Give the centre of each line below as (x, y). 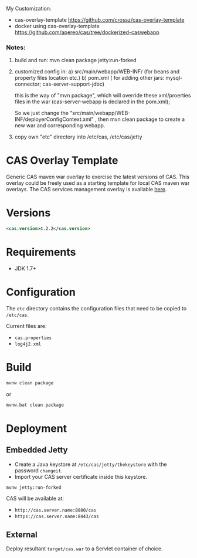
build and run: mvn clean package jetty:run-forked (75, 60)
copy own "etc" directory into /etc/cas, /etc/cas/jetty (78, 137)
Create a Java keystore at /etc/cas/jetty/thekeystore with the (91, 464)
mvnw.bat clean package (35, 405)
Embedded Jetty (37, 450)
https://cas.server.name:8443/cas (57, 517)
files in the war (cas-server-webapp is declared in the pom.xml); (92, 102)
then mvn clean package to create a (141, 119)
